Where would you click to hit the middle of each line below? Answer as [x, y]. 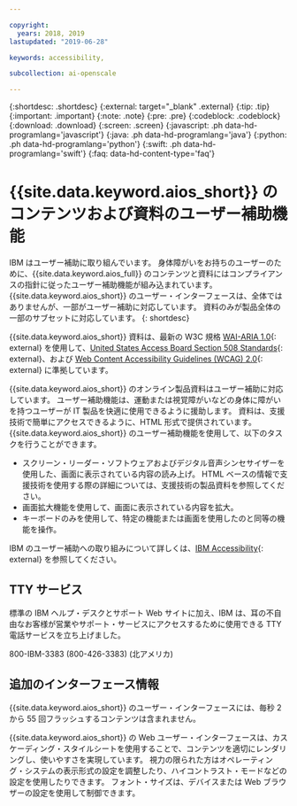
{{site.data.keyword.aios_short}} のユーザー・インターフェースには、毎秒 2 [145, 707]
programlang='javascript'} [57, 135]
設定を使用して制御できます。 [86, 793]
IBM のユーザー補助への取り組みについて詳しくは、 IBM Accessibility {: [136, 548]
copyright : [29, 25]
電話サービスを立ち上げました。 [67, 635]
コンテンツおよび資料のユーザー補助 [141, 214]
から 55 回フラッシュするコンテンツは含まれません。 [105, 718]
